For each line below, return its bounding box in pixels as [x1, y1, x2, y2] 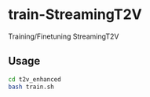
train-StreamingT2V [8, 6, 143, 24]
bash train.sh [8, 83, 55, 91]
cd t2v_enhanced [8, 75, 61, 84]
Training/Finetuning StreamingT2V [8, 32, 119, 41]
